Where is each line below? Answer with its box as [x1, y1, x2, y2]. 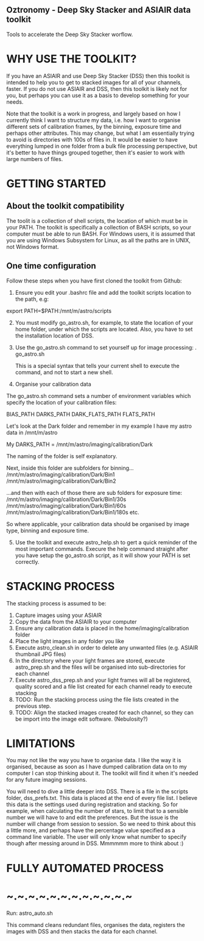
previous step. [15, 702, 52, 710]
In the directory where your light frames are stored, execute [15, 657, 165, 664]
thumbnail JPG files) [15, 650, 66, 658]
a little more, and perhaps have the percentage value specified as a [6, 827, 175, 834]
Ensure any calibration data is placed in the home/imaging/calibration [15, 624, 189, 632]
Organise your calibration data [15, 380, 91, 388]
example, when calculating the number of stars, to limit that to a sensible [6, 807, 189, 815]
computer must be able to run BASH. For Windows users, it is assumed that [6, 230, 195, 237]
